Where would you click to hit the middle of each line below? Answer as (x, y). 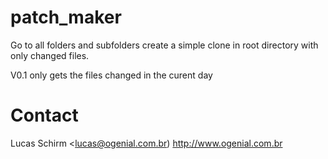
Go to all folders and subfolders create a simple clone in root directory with (164, 45)
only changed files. (50, 55)
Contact (44, 115)
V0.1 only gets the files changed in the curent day (111, 75)
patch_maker (66, 17)
